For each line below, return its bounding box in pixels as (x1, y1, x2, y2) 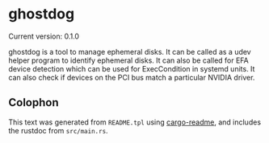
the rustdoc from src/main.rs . (8, 125, 108, 135)
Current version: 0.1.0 (8, 31, 79, 41)
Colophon (8, 96, 59, 109)
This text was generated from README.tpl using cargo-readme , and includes (8, 117, 261, 127)
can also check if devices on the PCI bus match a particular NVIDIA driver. (8, 72, 255, 82)
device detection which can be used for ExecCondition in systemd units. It (8, 63, 255, 73)
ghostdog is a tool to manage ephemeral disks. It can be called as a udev (8, 47, 252, 56)
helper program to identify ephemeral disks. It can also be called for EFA (8, 55, 249, 65)
